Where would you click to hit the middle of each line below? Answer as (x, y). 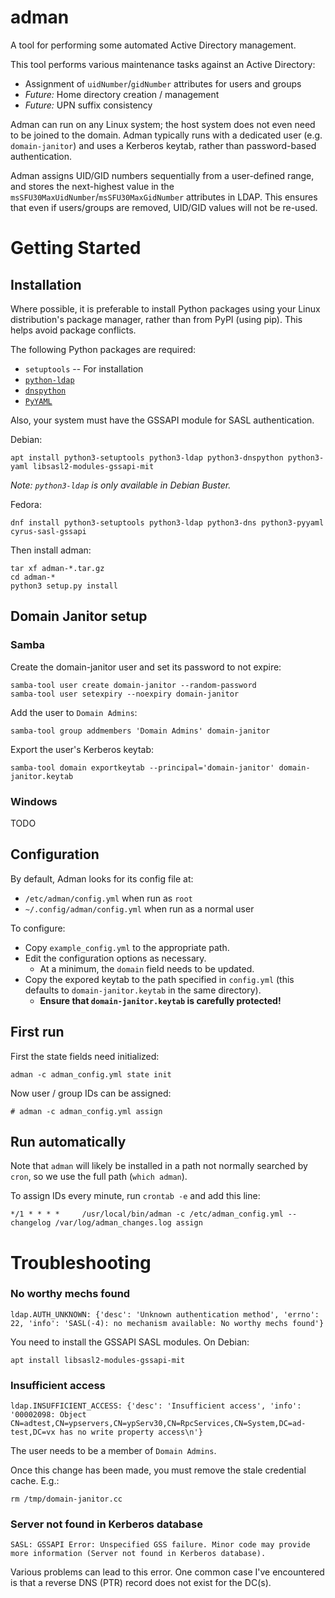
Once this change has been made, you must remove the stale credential (158, 1470)
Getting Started (76, 248)
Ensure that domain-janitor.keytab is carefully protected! (160, 1000)
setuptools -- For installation (84, 368)
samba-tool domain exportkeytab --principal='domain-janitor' (142, 767)
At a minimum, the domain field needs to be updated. (147, 968)
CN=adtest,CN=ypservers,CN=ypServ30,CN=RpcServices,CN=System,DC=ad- (158, 1424)
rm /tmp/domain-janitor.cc (66, 1499)
